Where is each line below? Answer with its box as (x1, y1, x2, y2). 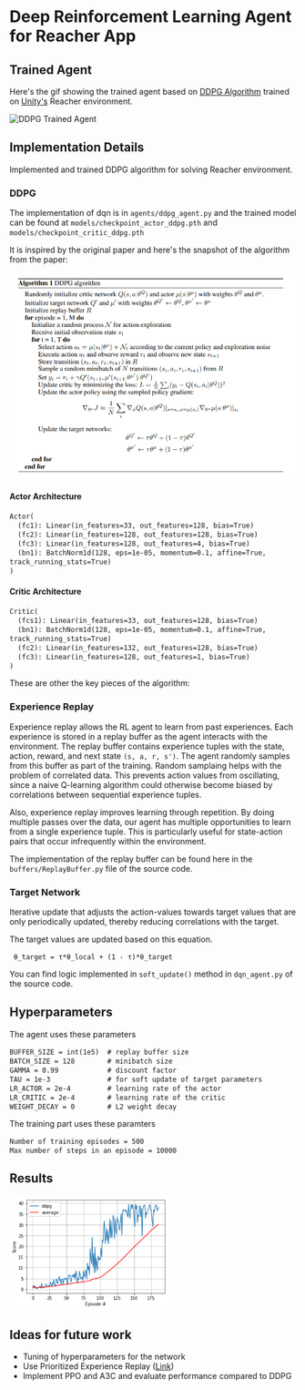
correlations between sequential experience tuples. (9, 789, 202, 800)
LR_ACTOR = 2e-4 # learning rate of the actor (9, 1084, 222, 1093)
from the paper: (9, 254, 68, 265)
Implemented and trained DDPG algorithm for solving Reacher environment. (9, 164, 293, 175)
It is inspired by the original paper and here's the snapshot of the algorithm (9, 244, 290, 256)
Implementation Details (9, 139, 145, 156)
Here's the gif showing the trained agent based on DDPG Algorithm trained (9, 87, 290, 97)
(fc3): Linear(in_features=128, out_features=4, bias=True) (17, 539, 250, 548)
